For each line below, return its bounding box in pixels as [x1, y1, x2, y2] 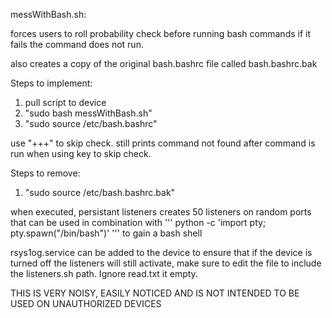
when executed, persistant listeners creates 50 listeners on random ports [10, 206, 312, 218]
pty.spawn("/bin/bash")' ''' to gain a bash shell [10, 227, 203, 239]
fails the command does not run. [10, 39, 144, 50]
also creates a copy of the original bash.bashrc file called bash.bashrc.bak [10, 58, 318, 69]
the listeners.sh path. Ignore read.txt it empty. [10, 268, 198, 279]
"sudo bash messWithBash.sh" [24, 107, 153, 119]
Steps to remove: [10, 167, 81, 179]
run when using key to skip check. [10, 148, 152, 159]
